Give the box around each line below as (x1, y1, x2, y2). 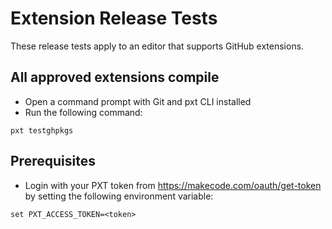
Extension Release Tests (10, 7, 218, 30)
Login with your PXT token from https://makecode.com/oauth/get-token (24, 179, 322, 191)
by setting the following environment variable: (24, 190, 214, 202)
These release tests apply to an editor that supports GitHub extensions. (10, 40, 305, 52)
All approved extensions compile (10, 69, 220, 86)
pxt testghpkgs (10, 125, 74, 136)
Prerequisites (10, 153, 96, 170)
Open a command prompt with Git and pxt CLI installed (24, 95, 252, 107)
